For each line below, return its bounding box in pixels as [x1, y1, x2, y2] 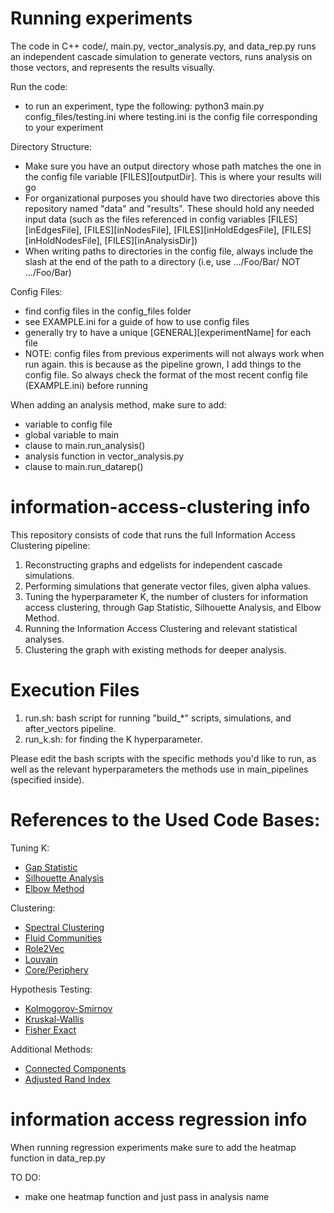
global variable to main [24, 428, 120, 441]
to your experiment [24, 121, 104, 133]
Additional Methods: [10, 1043, 94, 1055]
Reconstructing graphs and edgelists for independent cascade [24, 558, 283, 571]
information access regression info [10, 1108, 308, 1131]
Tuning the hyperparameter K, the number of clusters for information [24, 590, 308, 602]
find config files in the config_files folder [24, 305, 192, 317]
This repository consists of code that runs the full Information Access [10, 528, 296, 541]
